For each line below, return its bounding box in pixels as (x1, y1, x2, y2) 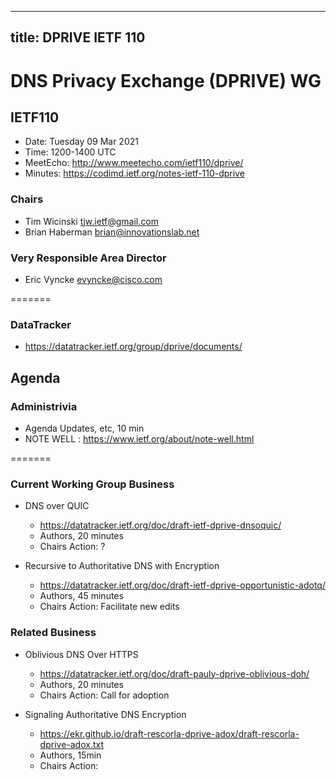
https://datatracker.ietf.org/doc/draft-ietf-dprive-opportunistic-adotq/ (39, 579, 326, 591)
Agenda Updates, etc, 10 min (24, 422, 145, 434)
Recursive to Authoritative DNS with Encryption (24, 560, 220, 572)
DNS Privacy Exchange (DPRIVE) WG (10, 69, 322, 92)
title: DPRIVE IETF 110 (10, 29, 146, 46)
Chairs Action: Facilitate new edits (39, 601, 180, 613)
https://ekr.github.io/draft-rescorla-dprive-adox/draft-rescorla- (39, 727, 300, 740)
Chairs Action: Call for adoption (39, 689, 170, 701)
